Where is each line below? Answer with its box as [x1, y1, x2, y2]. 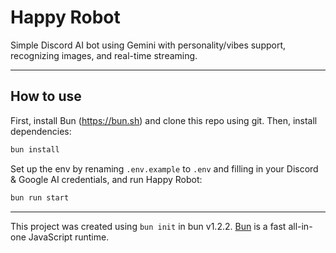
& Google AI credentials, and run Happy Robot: [10, 173, 203, 185]
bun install [10, 144, 60, 155]
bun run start [10, 192, 70, 203]
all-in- [288, 220, 313, 232]
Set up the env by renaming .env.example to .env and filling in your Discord [10, 162, 319, 175]
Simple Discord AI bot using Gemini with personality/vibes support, [10, 39, 287, 51]
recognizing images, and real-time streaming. [10, 49, 198, 61]
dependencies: [10, 125, 72, 137]
